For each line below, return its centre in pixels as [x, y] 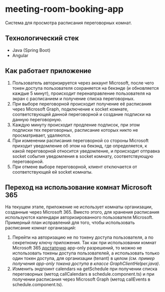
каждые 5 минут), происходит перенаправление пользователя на [82, 93]
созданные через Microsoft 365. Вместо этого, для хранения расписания [82, 212]
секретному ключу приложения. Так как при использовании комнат [84, 243]
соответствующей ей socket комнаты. [52, 172]
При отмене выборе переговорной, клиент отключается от [75, 167]
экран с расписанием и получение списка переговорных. [73, 98]
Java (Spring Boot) [31, 50]
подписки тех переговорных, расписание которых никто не [75, 130]
